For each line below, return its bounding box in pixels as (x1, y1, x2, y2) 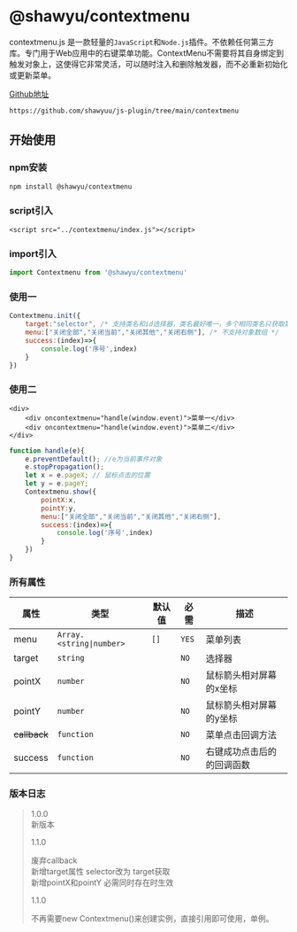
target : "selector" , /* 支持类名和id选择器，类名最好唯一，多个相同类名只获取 (25, 320, 285, 329)
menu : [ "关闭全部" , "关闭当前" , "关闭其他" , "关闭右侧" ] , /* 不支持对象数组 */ (25, 328, 280, 338)
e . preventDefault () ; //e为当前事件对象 (25, 454, 163, 463)
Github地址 (9, 89, 49, 99)
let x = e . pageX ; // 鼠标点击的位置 (25, 471, 151, 480)
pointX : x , (41, 495, 77, 504)
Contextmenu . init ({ (9, 312, 81, 321)
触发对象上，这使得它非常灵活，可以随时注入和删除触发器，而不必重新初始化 (9, 58, 288, 69)
